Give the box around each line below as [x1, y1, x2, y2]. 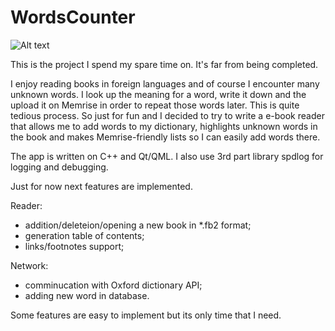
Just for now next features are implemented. [10, 180, 193, 192]
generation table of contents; [24, 229, 145, 241]
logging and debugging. [10, 161, 109, 173]
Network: [10, 259, 49, 271]
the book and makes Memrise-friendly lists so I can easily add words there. [10, 131, 321, 143]
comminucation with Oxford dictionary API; [24, 279, 203, 291]
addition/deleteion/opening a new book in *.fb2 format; [24, 219, 252, 231]
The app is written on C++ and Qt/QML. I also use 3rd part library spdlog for [10, 150, 324, 162]
